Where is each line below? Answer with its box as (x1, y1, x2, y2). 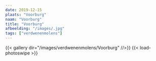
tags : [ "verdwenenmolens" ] (5, 31, 63, 36)
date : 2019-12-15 (5, 7, 42, 13)
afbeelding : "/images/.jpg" (5, 26, 65, 31)
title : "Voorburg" (5, 21, 44, 27)
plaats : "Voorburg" (5, 12, 47, 17)
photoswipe (5, 50, 30, 56)
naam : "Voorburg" (5, 17, 42, 22)
